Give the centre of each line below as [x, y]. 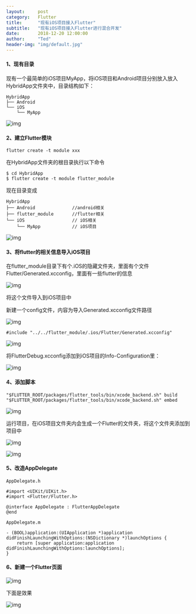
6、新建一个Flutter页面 [34, 567]
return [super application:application [66, 543]
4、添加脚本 [21, 382]
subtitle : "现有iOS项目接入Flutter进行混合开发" [64, 28]
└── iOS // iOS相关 [52, 220]
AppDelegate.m [24, 522]
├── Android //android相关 [55, 208]
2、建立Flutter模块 [29, 138]
